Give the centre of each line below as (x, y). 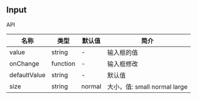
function (63, 63)
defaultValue (27, 75)
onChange (24, 63)
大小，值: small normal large (147, 86)
